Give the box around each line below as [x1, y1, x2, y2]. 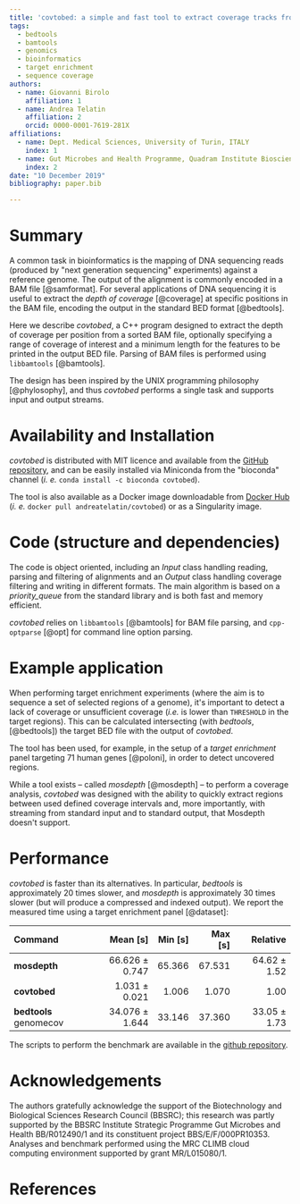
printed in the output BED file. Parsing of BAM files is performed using [9, 349, 267, 359]
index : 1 [25, 146, 58, 155]
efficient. [9, 600, 42, 610]
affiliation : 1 [25, 96, 82, 105]
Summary [9, 225, 83, 246]
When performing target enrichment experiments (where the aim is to [9, 687, 265, 698]
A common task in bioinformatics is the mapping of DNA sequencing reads [9, 256, 284, 266]
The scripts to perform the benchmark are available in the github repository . [9, 1039, 288, 1050]
